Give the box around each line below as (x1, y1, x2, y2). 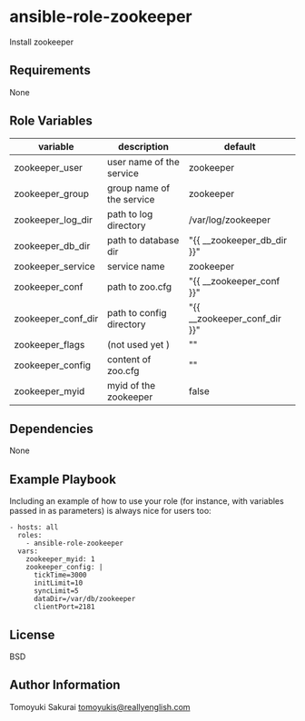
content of (107, 352, 152, 365)
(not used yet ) (107, 338, 171, 351)
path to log (107, 207, 153, 220)
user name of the (107, 155, 180, 168)
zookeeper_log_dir (14, 213, 93, 226)
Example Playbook (9, 471, 116, 487)
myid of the (107, 379, 156, 391)
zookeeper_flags (14, 338, 85, 351)
